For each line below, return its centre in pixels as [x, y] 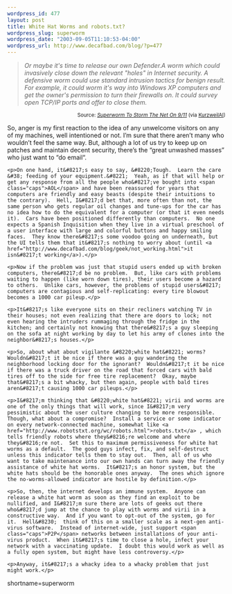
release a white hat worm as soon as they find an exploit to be [103, 498]
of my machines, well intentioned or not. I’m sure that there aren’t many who [116, 135]
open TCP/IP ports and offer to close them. [86, 102]
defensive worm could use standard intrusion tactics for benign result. [125, 80]
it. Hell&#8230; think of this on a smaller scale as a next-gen [107, 522]
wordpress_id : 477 [34, 14]
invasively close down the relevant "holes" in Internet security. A [116, 73]
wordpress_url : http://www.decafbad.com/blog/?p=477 [85, 46]
